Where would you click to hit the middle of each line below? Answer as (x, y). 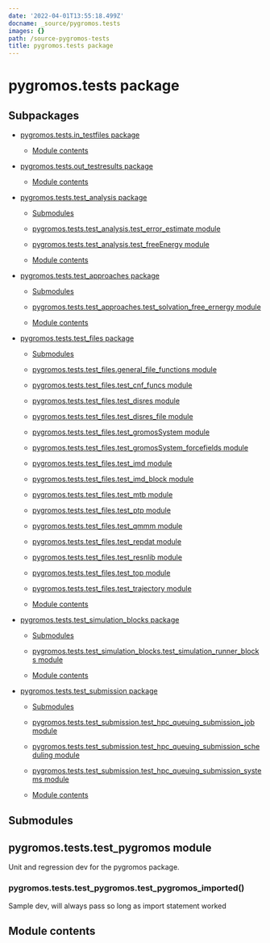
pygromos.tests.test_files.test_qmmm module (107, 526)
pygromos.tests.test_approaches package (89, 276)
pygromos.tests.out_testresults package (86, 166)
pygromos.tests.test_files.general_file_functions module (125, 370)
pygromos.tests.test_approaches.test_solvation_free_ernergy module (147, 307)
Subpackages (44, 115)
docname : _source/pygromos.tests (64, 23)
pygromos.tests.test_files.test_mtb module (102, 495)
